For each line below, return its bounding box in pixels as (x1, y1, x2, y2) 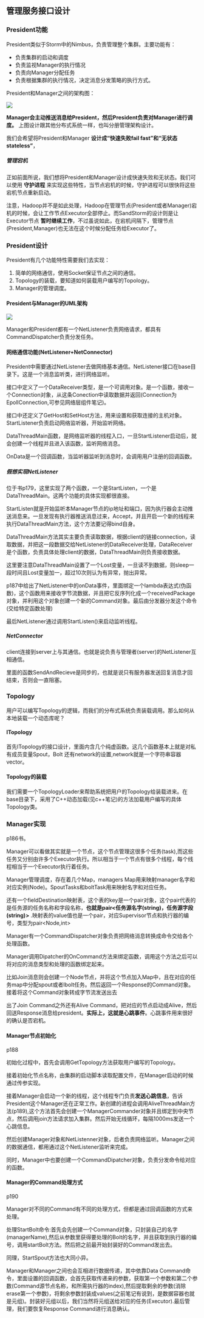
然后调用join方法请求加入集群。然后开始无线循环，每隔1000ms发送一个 (16, 1114, 195, 1122)
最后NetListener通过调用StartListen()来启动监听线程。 (6, 618, 141, 625)
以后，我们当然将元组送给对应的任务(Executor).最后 (56, 1297, 185, 1305)
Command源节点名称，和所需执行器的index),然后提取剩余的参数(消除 (13, 1282, 186, 1289)
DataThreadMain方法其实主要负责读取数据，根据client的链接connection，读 (6, 533, 196, 540)
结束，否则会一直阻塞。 (6, 676, 65, 684)
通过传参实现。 (6, 1079, 44, 1086)
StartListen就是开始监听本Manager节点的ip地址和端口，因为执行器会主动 (6, 505, 188, 512)
